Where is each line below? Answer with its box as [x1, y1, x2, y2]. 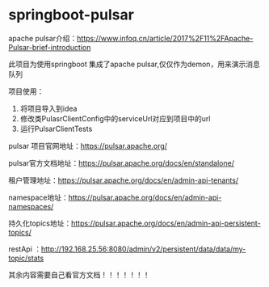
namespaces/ [8, 201, 54, 211]
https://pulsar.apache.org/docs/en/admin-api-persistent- [71, 218, 261, 228]
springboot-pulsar [8, 6, 135, 24]
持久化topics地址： [8, 218, 72, 228]
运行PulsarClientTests [19, 124, 93, 133]
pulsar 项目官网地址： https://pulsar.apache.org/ [8, 141, 168, 150]
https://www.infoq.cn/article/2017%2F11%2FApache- [76, 33, 254, 43]
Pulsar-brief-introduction [8, 42, 91, 52]
